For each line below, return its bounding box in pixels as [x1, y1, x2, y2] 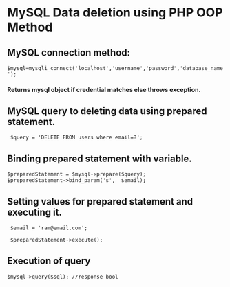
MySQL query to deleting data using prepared [7, 105, 208, 117]
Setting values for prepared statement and [7, 196, 194, 207]
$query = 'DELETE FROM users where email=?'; [10, 134, 143, 141]
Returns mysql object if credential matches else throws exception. [7, 85, 201, 93]
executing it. [7, 206, 62, 218]
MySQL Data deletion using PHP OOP [7, 5, 223, 21]
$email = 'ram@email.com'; [10, 225, 88, 231]
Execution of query [7, 255, 91, 267]
